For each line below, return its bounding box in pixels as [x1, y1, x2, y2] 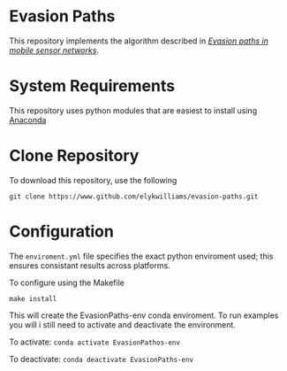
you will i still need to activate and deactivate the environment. [9, 319, 237, 329]
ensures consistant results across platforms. [9, 259, 170, 271]
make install [9, 294, 57, 303]
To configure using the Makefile [9, 277, 125, 288]
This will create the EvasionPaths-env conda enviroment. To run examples [9, 310, 279, 321]
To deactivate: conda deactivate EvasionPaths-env [9, 353, 194, 364]
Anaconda [9, 114, 47, 125]
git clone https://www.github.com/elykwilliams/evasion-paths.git [9, 192, 259, 201]
